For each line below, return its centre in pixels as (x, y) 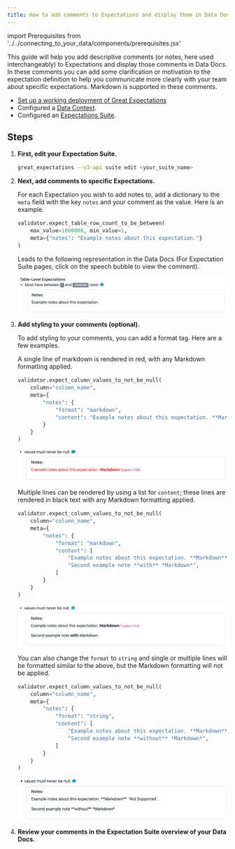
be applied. (34, 673)
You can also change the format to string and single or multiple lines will (122, 658)
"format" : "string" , (85, 716)
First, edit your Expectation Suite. (67, 154)
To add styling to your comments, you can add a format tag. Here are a (120, 338)
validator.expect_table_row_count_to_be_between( (91, 223)
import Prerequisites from (44, 36)
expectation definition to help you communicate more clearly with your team (117, 79)
